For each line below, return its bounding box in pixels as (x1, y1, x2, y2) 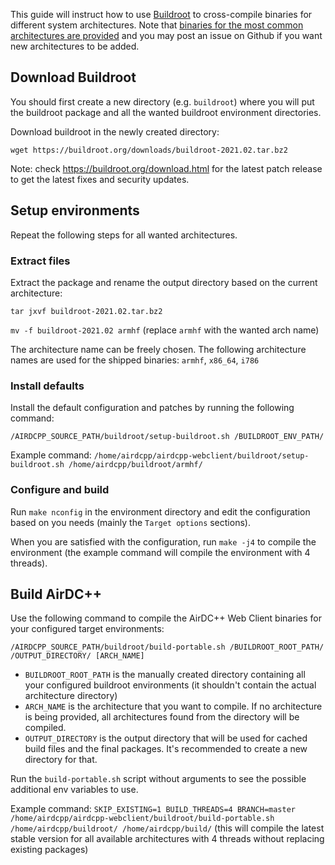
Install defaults (10, 379, 85, 393)
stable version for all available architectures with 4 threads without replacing (10, 833, 325, 845)
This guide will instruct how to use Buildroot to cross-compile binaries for (10, 9, 313, 20)
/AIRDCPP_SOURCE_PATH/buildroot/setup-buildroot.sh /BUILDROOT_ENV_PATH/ (10, 432, 325, 442)
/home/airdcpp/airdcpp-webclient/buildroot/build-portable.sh (10, 814, 275, 824)
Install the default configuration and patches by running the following (10, 402, 295, 414)
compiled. (24, 722, 67, 734)
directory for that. (24, 754, 98, 766)
